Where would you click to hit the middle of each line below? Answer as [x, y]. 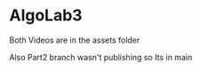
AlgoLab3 [46, 16]
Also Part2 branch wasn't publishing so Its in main [101, 57]
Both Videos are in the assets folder [75, 40]
